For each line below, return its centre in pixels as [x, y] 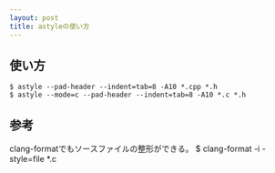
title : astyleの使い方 [50, 26]
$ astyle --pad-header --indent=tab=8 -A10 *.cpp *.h [114, 87]
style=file [27, 159]
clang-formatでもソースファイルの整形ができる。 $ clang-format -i [135, 149]
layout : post [34, 18]
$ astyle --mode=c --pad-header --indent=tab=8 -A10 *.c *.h [128, 95]
